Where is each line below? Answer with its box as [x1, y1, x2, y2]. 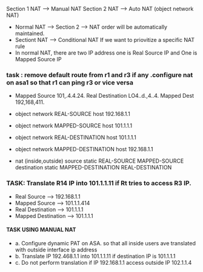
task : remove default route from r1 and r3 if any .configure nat [6, 70, 193, 79]
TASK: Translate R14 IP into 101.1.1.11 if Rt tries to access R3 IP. [6, 179, 192, 188]
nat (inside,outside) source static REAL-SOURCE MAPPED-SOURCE [15, 157, 184, 165]
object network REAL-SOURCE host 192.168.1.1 [15, 110, 130, 118]
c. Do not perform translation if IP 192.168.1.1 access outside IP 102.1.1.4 [15, 259, 192, 266]
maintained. [15, 30, 45, 37]
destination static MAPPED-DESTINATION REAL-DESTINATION [15, 164, 172, 171]
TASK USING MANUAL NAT [6, 226, 76, 233]
